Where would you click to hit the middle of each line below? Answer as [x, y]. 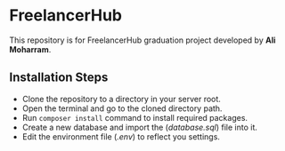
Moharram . [30, 49]
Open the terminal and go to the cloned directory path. [122, 108]
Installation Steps [59, 78]
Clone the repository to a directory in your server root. [121, 99]
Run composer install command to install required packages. [134, 117]
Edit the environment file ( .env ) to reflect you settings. [121, 136]
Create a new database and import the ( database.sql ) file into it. [140, 127]
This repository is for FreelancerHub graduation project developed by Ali [142, 40]
